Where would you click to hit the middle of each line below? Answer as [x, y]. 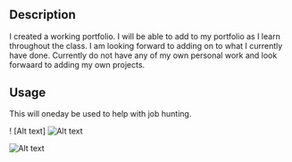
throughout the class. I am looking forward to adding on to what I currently [146, 45]
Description [42, 15]
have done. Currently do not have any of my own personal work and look [143, 55]
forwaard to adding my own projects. [77, 64]
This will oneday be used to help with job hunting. [100, 114]
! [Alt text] [28, 131]
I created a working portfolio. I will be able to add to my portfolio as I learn [145, 36]
